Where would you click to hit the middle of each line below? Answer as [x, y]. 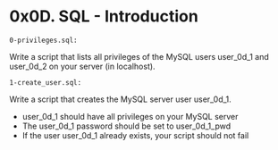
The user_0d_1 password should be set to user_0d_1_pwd [126, 126]
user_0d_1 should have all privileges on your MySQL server [130, 116]
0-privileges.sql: [43, 40]
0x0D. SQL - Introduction [104, 17]
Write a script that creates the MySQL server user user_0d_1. [121, 99]
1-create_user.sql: [46, 82]
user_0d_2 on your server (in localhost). [82, 66]
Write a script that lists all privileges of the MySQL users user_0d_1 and [139, 56]
